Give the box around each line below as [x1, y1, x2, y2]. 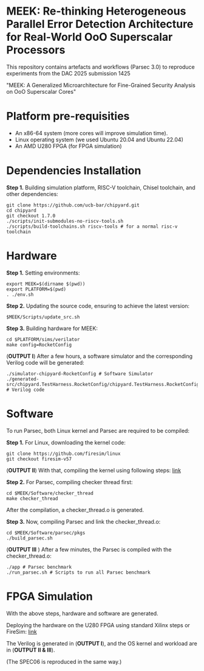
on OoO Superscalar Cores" [6, 88, 76, 95]
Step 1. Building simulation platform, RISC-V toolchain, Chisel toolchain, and [6, 184, 195, 191]
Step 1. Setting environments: [6, 269, 80, 276]
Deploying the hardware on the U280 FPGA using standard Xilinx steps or [6, 621, 190, 628]
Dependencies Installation [6, 164, 141, 178]
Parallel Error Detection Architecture [6, 17, 194, 31]
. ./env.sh [6, 291, 34, 298]
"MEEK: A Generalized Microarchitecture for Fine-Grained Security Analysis [6, 81, 195, 89]
